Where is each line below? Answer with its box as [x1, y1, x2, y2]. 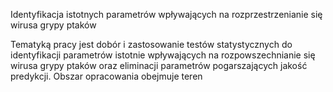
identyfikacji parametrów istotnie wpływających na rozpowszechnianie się [10, 49, 316, 61]
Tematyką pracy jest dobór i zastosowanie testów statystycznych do [10, 39, 293, 50]
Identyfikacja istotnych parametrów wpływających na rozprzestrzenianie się [10, 9, 323, 20]
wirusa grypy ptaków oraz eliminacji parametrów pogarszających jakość [10, 60, 308, 71]
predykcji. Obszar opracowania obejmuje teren [10, 70, 203, 82]
